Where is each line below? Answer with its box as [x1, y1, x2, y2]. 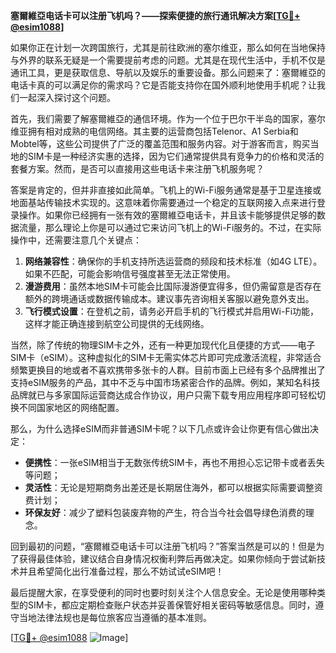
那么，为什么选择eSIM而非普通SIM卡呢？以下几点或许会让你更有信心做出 [10, 423, 310, 434]
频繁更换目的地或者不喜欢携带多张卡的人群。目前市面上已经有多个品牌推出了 [10, 364, 326, 376]
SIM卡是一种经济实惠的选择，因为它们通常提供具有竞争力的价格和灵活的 [27, 150, 325, 162]
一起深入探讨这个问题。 [18, 92, 116, 103]
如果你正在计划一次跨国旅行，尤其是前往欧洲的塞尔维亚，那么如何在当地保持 [10, 42, 326, 53]
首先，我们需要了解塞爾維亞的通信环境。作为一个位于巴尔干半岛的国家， [10, 113, 308, 124]
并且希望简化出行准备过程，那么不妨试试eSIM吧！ [18, 565, 225, 577]
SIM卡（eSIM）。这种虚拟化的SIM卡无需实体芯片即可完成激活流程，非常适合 [10, 352, 322, 363]
